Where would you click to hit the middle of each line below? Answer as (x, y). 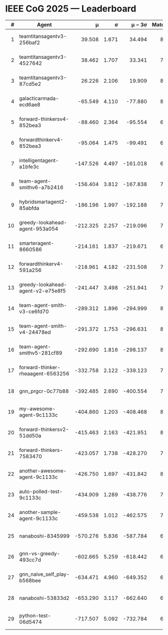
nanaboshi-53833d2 (44, 598)
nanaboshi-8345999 (44, 536)
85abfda (29, 208)
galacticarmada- (39, 98)
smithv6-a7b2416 (41, 187)
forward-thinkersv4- (44, 119)
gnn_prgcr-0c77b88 (44, 391)
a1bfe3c (29, 167)
